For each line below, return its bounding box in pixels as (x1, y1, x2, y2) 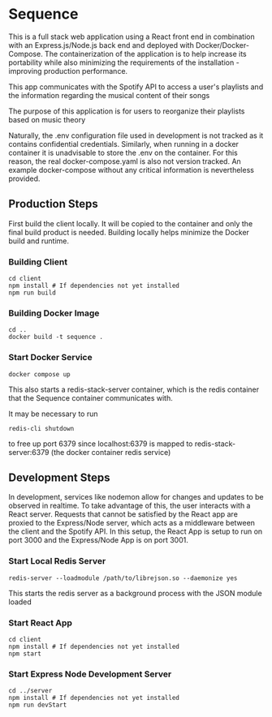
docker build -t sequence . (8, 333, 104, 341)
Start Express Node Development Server (8, 668, 172, 680)
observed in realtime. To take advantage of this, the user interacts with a (8, 500, 251, 511)
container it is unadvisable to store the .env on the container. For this (8, 148, 238, 157)
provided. (8, 174, 41, 183)
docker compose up (8, 370, 71, 378)
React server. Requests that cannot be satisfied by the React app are (8, 509, 238, 519)
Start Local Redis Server (8, 556, 106, 567)
